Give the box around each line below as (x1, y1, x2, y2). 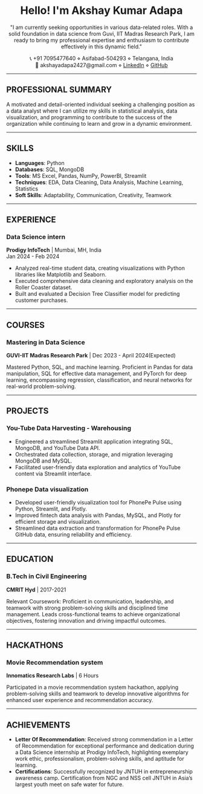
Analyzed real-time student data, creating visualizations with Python (14, 264, 185, 272)
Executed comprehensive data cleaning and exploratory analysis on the (14, 278, 193, 285)
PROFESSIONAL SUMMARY (6, 85, 112, 95)
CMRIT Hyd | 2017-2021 (6, 586, 66, 593)
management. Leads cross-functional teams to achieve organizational (6, 610, 180, 617)
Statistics (14, 185, 39, 192)
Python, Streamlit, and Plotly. (14, 505, 88, 512)
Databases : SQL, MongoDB (14, 166, 85, 173)
